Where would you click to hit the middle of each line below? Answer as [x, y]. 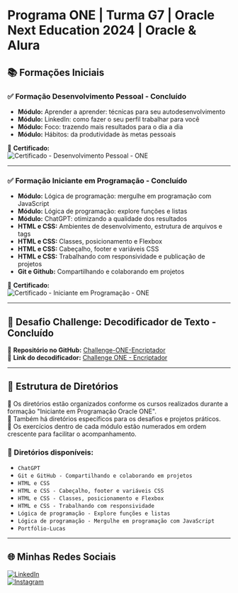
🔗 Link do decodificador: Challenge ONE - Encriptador [87, 357]
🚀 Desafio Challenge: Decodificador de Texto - [112, 322]
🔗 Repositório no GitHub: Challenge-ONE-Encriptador [86, 350]
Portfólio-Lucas [41, 529]
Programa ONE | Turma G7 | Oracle [111, 15]
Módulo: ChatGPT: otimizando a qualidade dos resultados [102, 219]
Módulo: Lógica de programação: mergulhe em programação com [114, 196]
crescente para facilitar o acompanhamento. [72, 434]
